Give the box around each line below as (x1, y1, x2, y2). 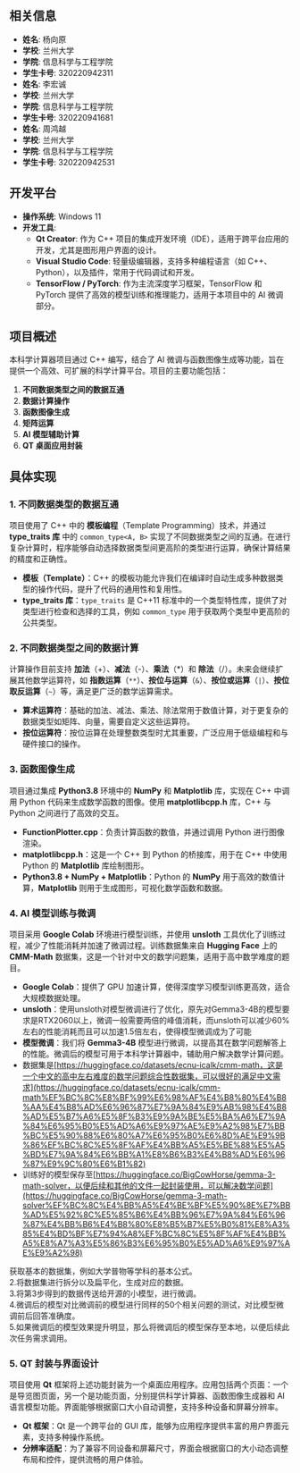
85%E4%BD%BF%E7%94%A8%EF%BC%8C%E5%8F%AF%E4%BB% (21, 1228, 287, 1240)
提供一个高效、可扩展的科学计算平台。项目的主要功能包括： (9, 366, 229, 376)
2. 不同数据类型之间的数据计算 (9, 642, 139, 654)
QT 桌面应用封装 (21, 441, 83, 451)
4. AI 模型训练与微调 (9, 906, 96, 919)
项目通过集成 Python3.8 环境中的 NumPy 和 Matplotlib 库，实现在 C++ (9, 785, 272, 795)
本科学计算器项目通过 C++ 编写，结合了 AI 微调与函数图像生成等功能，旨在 (9, 354, 284, 365)
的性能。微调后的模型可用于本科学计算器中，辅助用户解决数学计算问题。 (21, 1048, 288, 1059)
